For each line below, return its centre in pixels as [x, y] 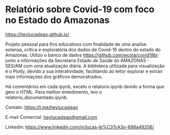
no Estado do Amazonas [58, 20]
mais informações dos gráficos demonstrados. [54, 76]
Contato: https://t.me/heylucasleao [42, 107]
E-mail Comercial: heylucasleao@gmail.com [51, 117]
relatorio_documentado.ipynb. [37, 97]
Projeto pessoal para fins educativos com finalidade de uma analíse [76, 44]
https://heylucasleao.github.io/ [37, 34]
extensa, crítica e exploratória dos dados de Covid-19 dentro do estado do [83, 49]
